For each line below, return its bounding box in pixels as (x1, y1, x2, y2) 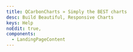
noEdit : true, (6, 25, 42, 32)
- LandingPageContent (11, 36, 66, 42)
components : (6, 31, 36, 37)
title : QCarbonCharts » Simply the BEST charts (6, 8, 128, 15)
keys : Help (6, 20, 34, 26)
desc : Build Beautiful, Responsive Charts (6, 14, 114, 20)
